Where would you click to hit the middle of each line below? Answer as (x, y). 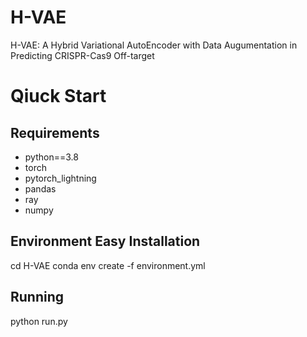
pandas (40, 188)
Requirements (55, 132)
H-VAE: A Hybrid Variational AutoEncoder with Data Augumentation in (154, 45)
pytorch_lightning (60, 178)
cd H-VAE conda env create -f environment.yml (108, 265)
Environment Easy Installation (105, 241)
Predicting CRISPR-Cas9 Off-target (82, 55)
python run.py (39, 321)
